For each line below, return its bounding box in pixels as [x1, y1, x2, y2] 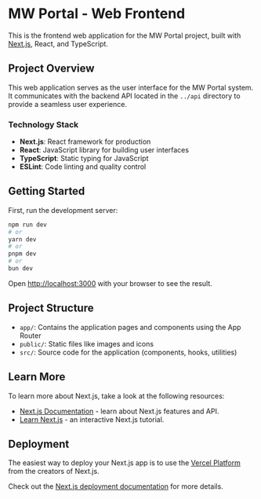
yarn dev [8, 235, 37, 244]
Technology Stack [8, 119, 79, 130]
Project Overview [8, 62, 95, 75]
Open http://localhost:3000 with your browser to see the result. [8, 278, 213, 288]
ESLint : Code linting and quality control [19, 162, 147, 171]
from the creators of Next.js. [8, 467, 100, 476]
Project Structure [8, 302, 94, 315]
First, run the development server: [8, 205, 118, 215]
